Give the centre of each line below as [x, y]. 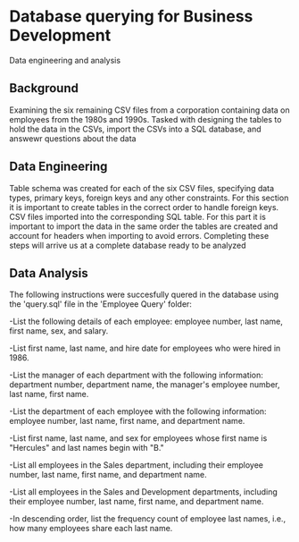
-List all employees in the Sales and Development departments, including [144, 492]
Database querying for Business [131, 17]
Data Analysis [49, 273]
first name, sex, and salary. [59, 331]
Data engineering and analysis [65, 60]
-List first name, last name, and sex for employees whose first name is [138, 438]
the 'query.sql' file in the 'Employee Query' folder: [100, 304]
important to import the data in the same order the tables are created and [144, 226]
